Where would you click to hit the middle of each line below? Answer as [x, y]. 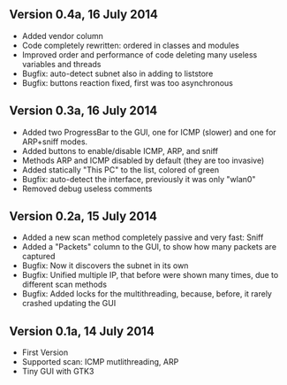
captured [38, 257]
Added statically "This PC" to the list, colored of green [121, 169]
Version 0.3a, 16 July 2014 [83, 111]
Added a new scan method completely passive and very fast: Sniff [143, 237]
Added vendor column [63, 35]
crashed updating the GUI [69, 304]
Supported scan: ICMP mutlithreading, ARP [100, 362]
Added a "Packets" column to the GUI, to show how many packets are [149, 247]
